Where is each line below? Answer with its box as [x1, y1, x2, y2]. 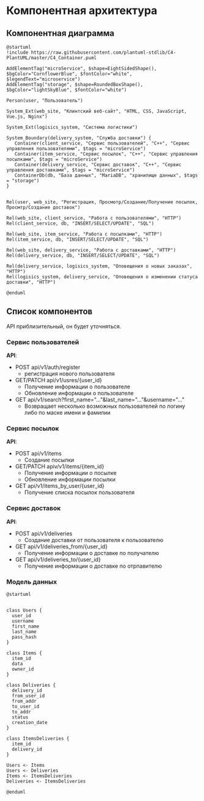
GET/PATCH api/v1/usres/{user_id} [15, 377, 103, 384]
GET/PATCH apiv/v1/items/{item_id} [15, 463, 104, 470]
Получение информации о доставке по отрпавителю [24, 562, 162, 570]
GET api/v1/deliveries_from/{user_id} [15, 543, 108, 550]
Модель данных [6, 578, 57, 586]
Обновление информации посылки [24, 476, 116, 483]
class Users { [6, 607, 43, 614]
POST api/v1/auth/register [15, 364, 81, 371]
